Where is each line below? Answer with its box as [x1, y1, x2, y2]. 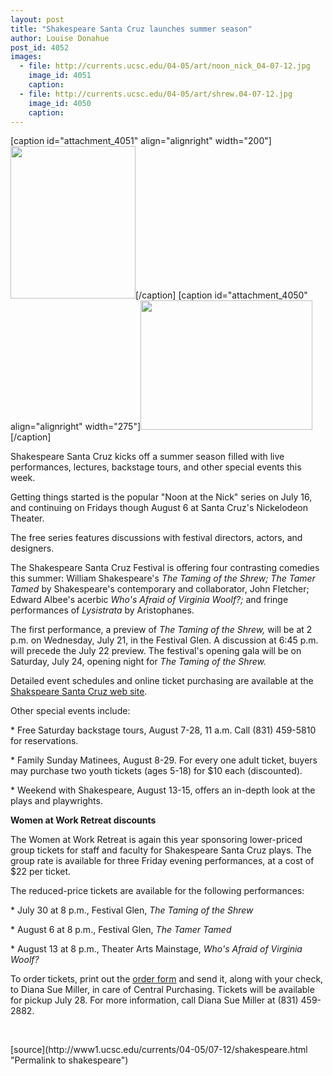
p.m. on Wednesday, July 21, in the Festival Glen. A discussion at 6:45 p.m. [10, 634, 319, 646]
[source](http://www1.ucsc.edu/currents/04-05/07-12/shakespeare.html [10, 1044, 308, 1056]
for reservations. [10, 735, 79, 747]
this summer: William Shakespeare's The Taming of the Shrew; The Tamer [10, 572, 316, 585]
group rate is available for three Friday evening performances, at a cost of [10, 855, 315, 867]
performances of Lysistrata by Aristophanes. [10, 604, 195, 616]
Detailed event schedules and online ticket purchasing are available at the [10, 675, 314, 687]
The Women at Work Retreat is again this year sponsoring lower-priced [10, 834, 303, 846]
